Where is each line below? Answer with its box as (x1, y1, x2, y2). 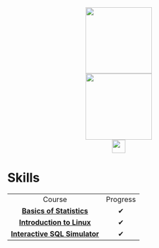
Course (42, 194, 67, 204)
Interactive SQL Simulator (11, 229, 100, 239)
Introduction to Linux (18, 217, 91, 227)
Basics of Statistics (21, 206, 88, 215)
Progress (105, 194, 136, 204)
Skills (7, 170, 40, 186)
